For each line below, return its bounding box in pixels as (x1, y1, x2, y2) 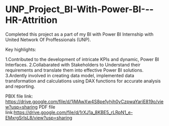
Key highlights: (5, 46, 37, 52)
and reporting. (5, 83, 36, 89)
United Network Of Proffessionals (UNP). (5, 37, 91, 43)
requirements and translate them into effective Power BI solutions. (5, 67, 144, 73)
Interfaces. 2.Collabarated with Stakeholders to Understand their (5, 61, 141, 68)
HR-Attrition (5, 14, 58, 26)
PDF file (39, 104, 55, 110)
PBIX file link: (5, 93, 33, 99)
